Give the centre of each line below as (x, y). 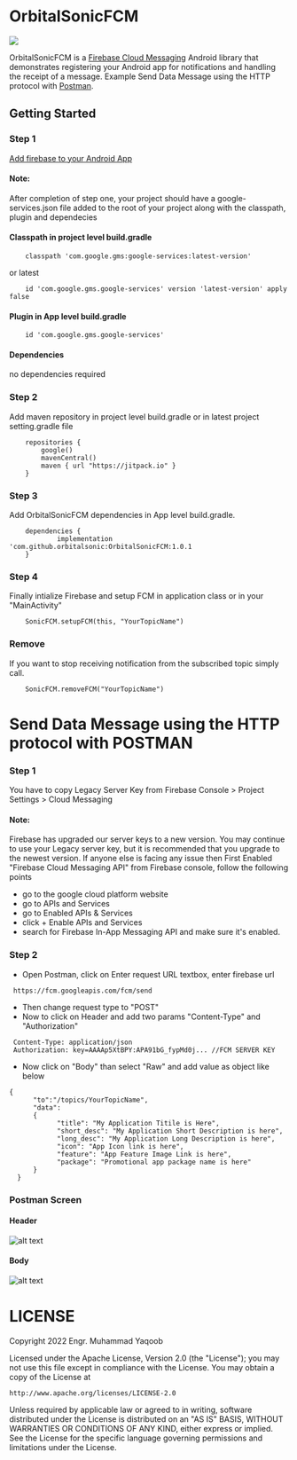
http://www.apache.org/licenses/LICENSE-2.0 (93, 1393)
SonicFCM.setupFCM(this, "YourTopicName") (105, 622)
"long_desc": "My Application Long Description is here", (166, 1138)
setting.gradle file (41, 426)
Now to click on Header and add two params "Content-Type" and (141, 1017)
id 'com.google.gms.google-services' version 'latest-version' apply (156, 289)
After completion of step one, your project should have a (112, 198)
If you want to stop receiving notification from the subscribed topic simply (144, 663)
